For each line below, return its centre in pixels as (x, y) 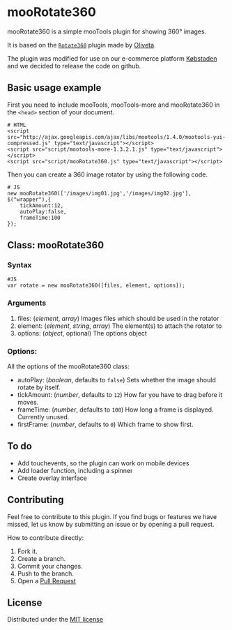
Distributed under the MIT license (55, 620)
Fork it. (28, 551)
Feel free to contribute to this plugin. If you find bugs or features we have (112, 516)
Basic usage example (54, 88)
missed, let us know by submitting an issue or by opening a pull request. (111, 524)
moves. (28, 403)
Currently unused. (43, 417)
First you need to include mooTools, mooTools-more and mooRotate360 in (114, 105)
